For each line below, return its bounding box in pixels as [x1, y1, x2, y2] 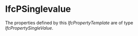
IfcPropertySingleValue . [5, 25, 53, 31]
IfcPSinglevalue [5, 3, 71, 15]
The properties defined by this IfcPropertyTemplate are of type [5, 20, 134, 26]
